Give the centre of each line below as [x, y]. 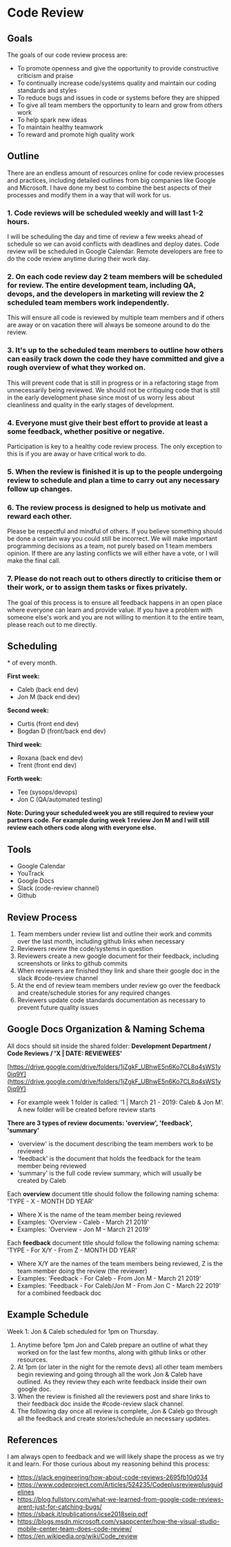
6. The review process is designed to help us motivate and [107, 507]
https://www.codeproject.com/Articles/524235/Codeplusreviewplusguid [120, 1485]
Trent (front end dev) [47, 766]
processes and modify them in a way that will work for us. [89, 194]
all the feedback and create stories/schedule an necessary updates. [114, 1418]
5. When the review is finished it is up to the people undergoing [115, 471]
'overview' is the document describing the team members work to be [115, 1143]
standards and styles [47, 90]
